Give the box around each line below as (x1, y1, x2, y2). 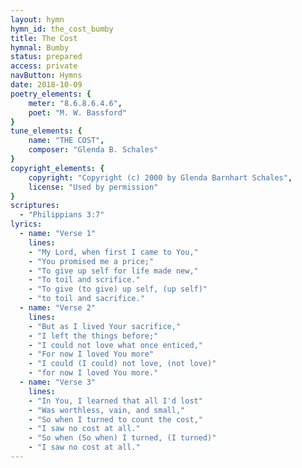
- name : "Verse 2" (19, 303, 97, 313)
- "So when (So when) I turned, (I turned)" (28, 433, 217, 443)
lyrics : (10, 219, 43, 230)
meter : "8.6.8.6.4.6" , (28, 98, 123, 108)
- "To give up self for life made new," (28, 266, 199, 276)
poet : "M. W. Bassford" (28, 107, 128, 118)
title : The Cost (10, 33, 78, 43)
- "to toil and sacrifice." (28, 294, 145, 304)
